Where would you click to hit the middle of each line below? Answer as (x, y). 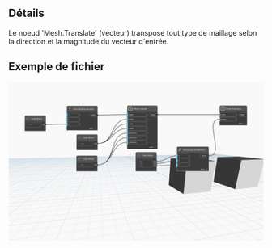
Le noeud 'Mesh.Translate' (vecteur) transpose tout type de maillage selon (133, 32)
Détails (26, 13)
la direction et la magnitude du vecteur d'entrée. (89, 41)
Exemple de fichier (57, 67)
